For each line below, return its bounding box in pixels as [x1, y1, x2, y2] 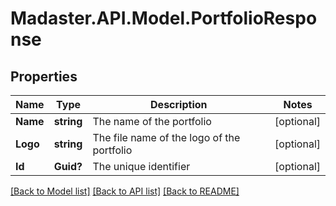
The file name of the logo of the [92, 131, 241, 144]
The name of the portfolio [92, 115, 212, 128]
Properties [10, 68, 78, 85]
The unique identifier [92, 160, 191, 173]
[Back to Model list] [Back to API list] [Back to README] [10, 185, 240, 197]
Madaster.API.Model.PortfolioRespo [10, 7, 318, 30]
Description [150, 98, 208, 111]
